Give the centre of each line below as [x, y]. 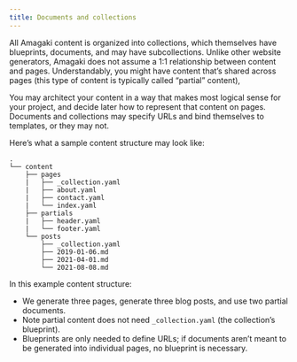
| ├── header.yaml [63, 221]
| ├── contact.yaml [65, 197]
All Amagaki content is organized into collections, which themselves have [143, 42]
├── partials [49, 213]
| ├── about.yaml [61, 190]
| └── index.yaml [61, 205]
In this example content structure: [70, 283]
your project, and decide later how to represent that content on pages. [137, 106]
